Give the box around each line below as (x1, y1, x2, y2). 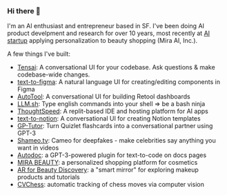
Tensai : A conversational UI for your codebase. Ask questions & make (17, 63, 215, 72)
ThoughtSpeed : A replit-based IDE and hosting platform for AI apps (17, 107, 208, 116)
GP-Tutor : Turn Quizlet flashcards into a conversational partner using (17, 122, 213, 130)
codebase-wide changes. (17, 70, 90, 79)
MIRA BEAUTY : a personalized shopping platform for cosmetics (17, 158, 198, 167)
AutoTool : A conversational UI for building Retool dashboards (17, 92, 191, 101)
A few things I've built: (7, 50, 71, 58)
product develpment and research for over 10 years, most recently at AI (7, 29, 210, 37)
